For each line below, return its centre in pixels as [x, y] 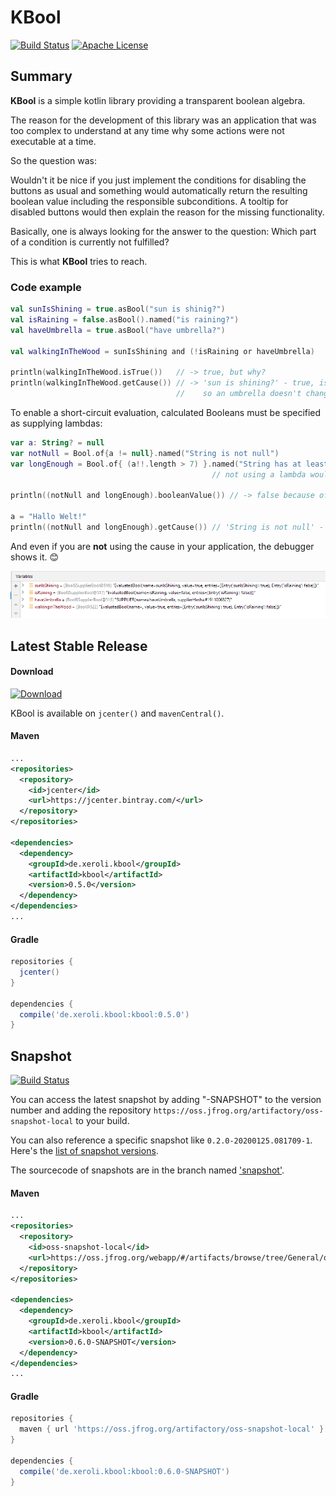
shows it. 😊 [35, 557]
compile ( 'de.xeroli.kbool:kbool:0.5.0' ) [104, 1014]
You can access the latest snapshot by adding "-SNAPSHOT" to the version [166, 1100]
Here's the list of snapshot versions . [84, 1151]
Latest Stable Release [79, 646]
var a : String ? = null [57, 442]
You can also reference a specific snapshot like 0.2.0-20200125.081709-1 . [161, 1140]
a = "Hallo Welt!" [48, 517]
